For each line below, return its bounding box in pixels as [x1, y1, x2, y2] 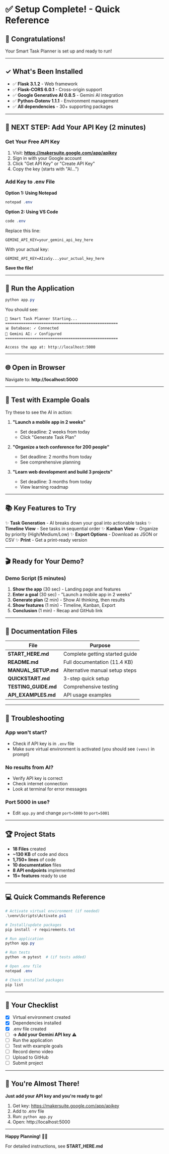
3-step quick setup [63, 675, 110, 682]
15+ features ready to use [12, 873, 67, 879]
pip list [5, 982, 24, 987]
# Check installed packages [5, 977, 64, 983]
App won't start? [5, 729, 47, 736]
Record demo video [12, 1048, 54, 1055]
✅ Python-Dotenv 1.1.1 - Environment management [12, 97, 119, 104]
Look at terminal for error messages [12, 786, 87, 792]
